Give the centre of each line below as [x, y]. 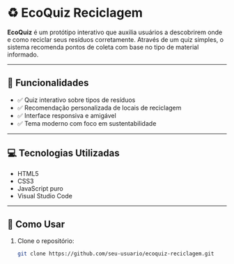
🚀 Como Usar [36, 224]
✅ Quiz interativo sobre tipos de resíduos [76, 100]
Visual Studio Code [45, 196]
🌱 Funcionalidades [48, 83]
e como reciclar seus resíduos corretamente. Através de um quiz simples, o [116, 39]
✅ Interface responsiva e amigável [67, 115]
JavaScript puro [40, 188]
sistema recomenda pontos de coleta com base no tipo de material [103, 47]
